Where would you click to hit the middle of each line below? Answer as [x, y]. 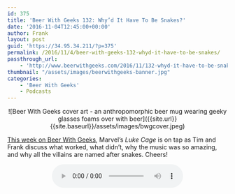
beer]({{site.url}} [153, 119]
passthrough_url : [33, 59]
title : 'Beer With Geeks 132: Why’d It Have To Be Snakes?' [97, 20]
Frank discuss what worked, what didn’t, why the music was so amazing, [112, 147]
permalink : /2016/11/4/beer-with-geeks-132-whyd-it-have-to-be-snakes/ [114, 53]
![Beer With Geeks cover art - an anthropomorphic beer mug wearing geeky [117, 112]
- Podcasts [36, 91]
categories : [24, 79]
